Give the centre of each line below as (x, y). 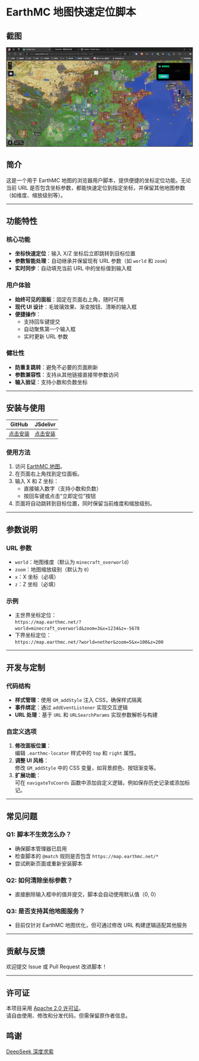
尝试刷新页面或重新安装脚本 (49, 863)
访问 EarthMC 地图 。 (40, 466)
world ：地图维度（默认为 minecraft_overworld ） (73, 562)
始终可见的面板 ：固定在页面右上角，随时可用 (69, 299)
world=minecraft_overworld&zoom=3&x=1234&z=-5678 (77, 629)
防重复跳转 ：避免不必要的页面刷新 (56, 367)
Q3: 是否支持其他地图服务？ (46, 911)
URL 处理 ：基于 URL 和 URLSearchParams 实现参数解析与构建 (86, 714)
